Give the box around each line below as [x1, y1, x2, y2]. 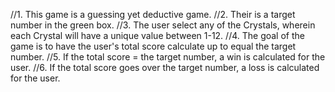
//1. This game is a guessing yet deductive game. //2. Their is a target [10, 9, 296, 20]
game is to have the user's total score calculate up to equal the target [10, 40, 297, 52]
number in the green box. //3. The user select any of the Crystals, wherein [10, 19, 316, 31]
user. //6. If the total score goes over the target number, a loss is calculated [10, 62, 320, 73]
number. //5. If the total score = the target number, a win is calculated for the [10, 51, 326, 63]
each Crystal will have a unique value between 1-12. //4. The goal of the [10, 30, 305, 41]
